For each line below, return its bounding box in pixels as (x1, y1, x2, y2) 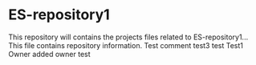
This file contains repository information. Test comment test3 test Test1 (8, 40, 243, 50)
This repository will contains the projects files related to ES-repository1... (8, 32, 249, 42)
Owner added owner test (8, 49, 91, 59)
